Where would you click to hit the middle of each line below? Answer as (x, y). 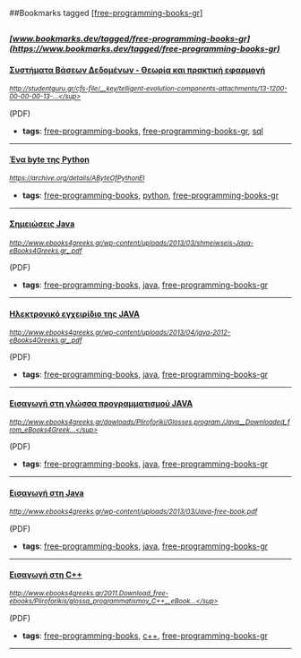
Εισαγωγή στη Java (47, 493)
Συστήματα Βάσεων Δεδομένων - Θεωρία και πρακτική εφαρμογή (138, 70)
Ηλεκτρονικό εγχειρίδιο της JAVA (75, 313)
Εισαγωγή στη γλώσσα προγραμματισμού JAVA (101, 403)
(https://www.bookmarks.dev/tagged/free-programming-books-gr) (145, 49)
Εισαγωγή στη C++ (46, 575)
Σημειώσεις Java (42, 224)
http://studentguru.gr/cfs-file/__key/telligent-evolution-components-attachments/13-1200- (149, 89)
